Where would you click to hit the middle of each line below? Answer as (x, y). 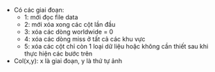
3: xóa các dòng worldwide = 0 (69, 32)
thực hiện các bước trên (58, 53)
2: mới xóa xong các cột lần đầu (70, 24)
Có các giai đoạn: (39, 10)
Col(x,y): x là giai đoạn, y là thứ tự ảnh (68, 61)
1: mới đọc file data (51, 17)
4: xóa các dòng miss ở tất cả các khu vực (85, 39)
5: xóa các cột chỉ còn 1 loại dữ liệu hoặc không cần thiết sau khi (116, 46)
